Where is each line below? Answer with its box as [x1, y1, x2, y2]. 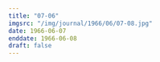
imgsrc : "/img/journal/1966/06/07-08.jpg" [8, 19, 153, 27]
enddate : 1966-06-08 [8, 34, 78, 43]
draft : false [8, 42, 52, 50]
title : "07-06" [8, 11, 59, 20]
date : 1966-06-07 [8, 27, 67, 35]
